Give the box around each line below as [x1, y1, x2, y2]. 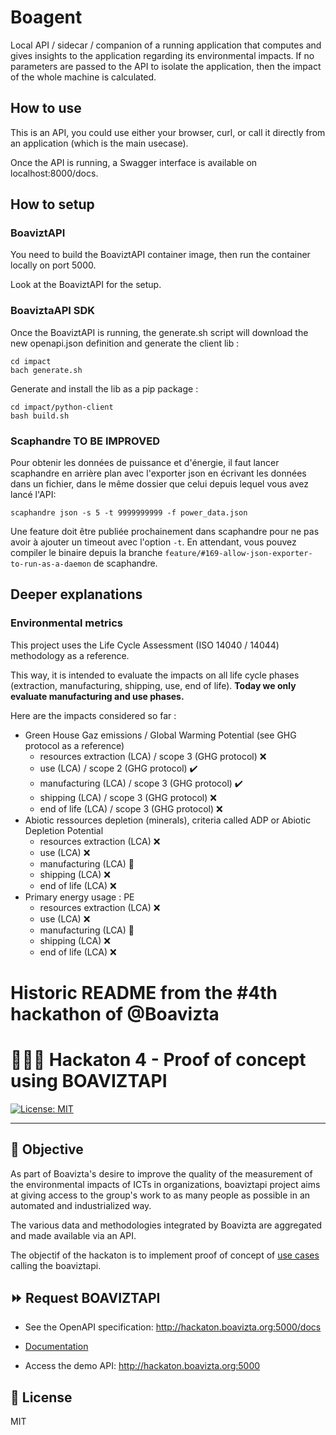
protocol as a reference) [24, 739, 125, 751]
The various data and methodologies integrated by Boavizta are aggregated [10, 1219, 323, 1231]
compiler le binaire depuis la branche [10, 547, 163, 559]
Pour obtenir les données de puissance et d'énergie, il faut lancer [10, 457, 280, 469]
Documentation [24, 1341, 89, 1353]
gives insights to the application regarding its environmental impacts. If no [10, 49, 315, 61]
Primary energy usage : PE [24, 891, 135, 903]
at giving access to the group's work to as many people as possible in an [10, 1189, 311, 1201]
